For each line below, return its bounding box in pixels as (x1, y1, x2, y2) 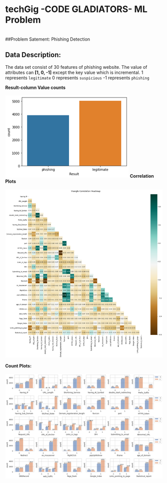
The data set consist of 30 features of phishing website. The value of (5, 64, 147, 70)
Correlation (129, 173, 154, 179)
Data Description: (5, 51, 61, 59)
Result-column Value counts (5, 84, 66, 90)
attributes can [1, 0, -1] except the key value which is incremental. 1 (5, 69, 143, 75)
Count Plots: (5, 363, 31, 369)
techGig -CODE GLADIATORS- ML (5, 4, 147, 15)
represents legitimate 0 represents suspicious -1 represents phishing (5, 74, 149, 81)
